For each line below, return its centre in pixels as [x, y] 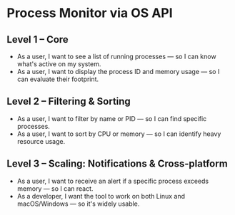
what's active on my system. [59, 64]
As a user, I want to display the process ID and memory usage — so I [118, 72]
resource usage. [41, 141]
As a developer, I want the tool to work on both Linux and [101, 196]
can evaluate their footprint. [58, 79]
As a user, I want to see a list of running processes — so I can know [116, 56]
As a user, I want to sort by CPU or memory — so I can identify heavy [119, 134]
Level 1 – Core [37, 40]
